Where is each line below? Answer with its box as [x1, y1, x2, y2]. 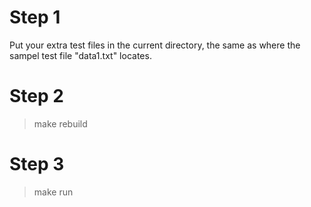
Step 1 [9, 6, 61, 29]
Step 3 [9, 153, 65, 176]
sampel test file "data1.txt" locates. [9, 49, 152, 61]
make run [33, 186, 74, 198]
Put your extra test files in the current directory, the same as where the [9, 39, 301, 51]
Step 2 [9, 85, 64, 108]
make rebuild [33, 117, 88, 130]
